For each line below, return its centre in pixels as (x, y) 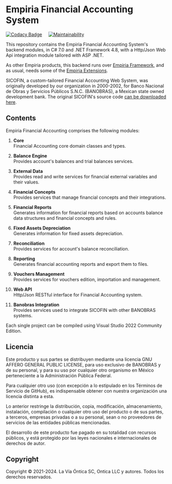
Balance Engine (30, 156)
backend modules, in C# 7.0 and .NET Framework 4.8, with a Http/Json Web (86, 50)
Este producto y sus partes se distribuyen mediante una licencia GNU (79, 359)
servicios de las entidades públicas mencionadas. (58, 422)
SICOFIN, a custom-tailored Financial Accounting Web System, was (77, 80)
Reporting (24, 259)
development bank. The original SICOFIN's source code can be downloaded (86, 97)
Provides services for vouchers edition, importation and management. (87, 279)
